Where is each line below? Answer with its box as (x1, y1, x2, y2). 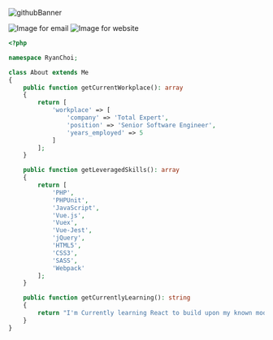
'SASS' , (51, 256, 79, 265)
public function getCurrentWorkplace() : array (23, 84, 184, 92)
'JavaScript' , (51, 204, 100, 212)
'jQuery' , (51, 234, 85, 243)
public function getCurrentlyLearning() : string (23, 294, 191, 302)
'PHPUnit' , (51, 196, 89, 204)
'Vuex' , (51, 219, 79, 227)
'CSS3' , (51, 248, 79, 257)
